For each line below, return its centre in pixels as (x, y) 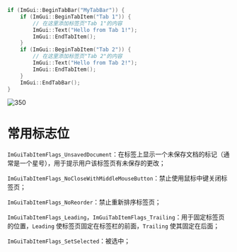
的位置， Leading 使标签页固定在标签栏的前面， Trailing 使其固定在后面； (114, 226)
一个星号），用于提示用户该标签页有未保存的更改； (92, 164)
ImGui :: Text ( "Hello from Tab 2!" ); (85, 63)
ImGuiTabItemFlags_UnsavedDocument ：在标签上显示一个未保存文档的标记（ (116, 154)
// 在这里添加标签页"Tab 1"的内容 (77, 23)
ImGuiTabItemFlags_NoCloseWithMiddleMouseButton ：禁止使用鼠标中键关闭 (114, 178)
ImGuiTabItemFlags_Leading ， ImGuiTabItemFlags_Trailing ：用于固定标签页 (116, 217)
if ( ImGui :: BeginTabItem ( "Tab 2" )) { (76, 50)
